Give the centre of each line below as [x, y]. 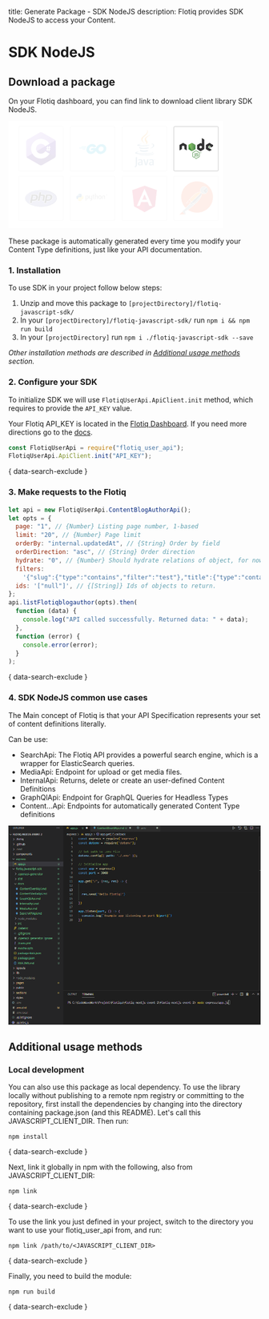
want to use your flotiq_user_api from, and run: [85, 1230]
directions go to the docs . [51, 432]
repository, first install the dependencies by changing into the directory [125, 1105]
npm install [28, 1137]
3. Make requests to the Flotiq [67, 492]
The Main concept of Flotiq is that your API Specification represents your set [134, 715]
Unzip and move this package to [73, 303]
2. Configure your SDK [53, 382]
